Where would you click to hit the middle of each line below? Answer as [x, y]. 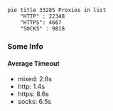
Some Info [26, 46]
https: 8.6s [33, 94]
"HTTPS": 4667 [41, 23]
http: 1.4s [31, 87]
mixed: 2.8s [34, 79]
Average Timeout [33, 63]
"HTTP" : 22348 [43, 16]
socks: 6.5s [34, 102]
